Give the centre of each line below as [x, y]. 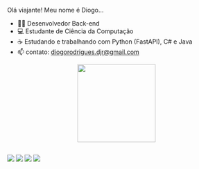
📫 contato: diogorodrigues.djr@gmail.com [78, 52]
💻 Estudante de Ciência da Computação [75, 31]
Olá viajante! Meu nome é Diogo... [55, 10]
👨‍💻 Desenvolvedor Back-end [58, 23]
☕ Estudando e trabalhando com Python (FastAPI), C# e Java [105, 42]
